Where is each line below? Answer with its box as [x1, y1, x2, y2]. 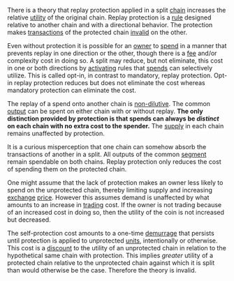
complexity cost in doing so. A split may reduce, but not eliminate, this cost [7, 56, 224, 65]
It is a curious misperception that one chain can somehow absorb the [7, 143, 207, 151]
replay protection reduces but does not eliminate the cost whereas [13, 79, 205, 86]
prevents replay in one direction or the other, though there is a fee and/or [7, 49, 217, 57]
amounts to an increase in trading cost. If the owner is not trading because [7, 201, 222, 208]
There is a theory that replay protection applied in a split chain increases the [7, 6, 226, 14]
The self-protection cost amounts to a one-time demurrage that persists [7, 229, 214, 237]
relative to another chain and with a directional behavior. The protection [7, 21, 213, 29]
